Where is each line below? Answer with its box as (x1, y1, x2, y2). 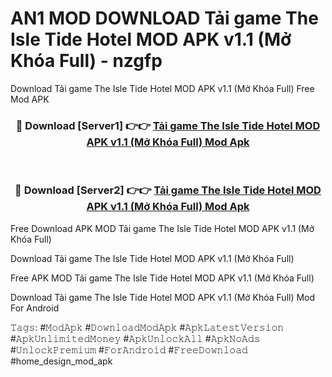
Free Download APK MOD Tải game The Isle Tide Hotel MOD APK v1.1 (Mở (10, 222, 315, 234)
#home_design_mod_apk (10, 355, 113, 367)
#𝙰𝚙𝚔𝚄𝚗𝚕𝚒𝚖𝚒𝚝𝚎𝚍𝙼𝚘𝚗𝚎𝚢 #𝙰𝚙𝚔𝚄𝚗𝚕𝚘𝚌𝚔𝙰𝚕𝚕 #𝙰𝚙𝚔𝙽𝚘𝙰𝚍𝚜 (10, 332, 261, 344)
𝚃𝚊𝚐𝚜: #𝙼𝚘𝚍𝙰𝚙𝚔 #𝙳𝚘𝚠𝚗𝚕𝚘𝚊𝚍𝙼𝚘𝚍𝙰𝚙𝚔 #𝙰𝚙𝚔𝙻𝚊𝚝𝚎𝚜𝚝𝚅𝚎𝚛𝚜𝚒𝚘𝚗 (10, 321, 285, 333)
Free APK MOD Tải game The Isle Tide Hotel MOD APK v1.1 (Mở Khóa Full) (10, 272, 315, 284)
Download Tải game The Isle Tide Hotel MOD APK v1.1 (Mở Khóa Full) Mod (10, 291, 316, 303)
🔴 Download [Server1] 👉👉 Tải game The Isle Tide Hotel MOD (15, 118, 321, 132)
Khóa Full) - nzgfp (10, 50, 163, 72)
